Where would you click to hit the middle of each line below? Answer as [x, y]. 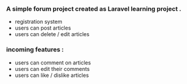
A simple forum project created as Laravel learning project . [94, 9]
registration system [38, 22]
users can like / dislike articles [52, 75]
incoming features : [35, 50]
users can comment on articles [53, 62]
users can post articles [43, 28]
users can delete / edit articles [52, 34]
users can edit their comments [52, 69]
